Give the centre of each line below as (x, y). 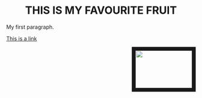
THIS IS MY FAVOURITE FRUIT (101, 10)
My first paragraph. (30, 27)
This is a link (22, 38)
